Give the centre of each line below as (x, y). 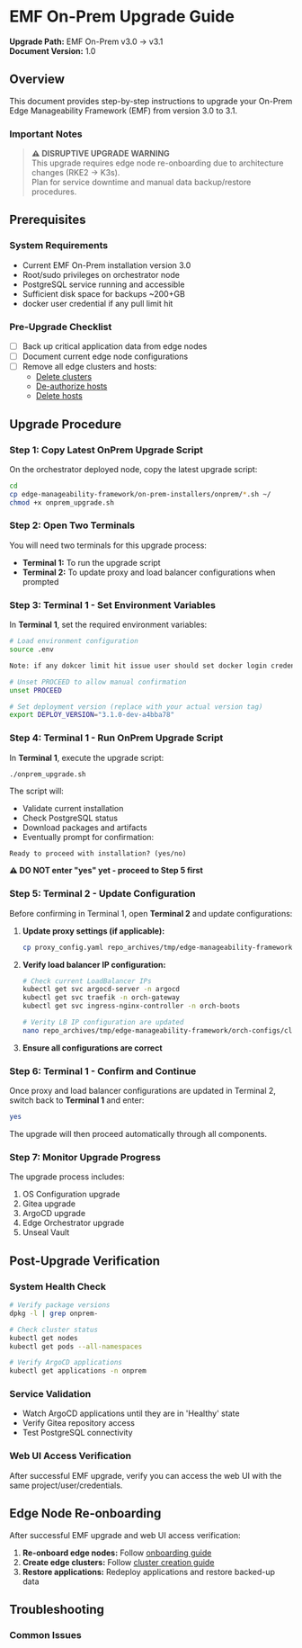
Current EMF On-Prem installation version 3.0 (107, 265)
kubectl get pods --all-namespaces (76, 1347)
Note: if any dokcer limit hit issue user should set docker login (138, 666)
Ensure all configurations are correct (93, 1048)
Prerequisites (48, 220)
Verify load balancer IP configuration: (94, 964)
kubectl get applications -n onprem (78, 1371)
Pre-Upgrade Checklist (61, 327)
